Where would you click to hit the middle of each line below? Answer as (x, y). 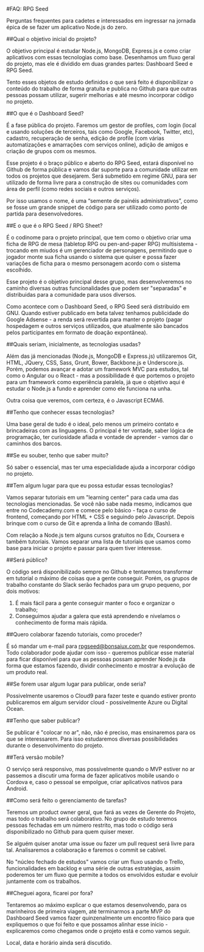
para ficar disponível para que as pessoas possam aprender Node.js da (96, 659)
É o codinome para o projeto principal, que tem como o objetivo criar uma (99, 237)
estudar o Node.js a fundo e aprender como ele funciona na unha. (89, 388)
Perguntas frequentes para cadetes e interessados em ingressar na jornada (101, 20)
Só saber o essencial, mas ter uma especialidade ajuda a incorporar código (101, 467)
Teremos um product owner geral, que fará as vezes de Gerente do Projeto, (101, 812)
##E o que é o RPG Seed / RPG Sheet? (55, 226)
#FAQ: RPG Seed (27, 9)
